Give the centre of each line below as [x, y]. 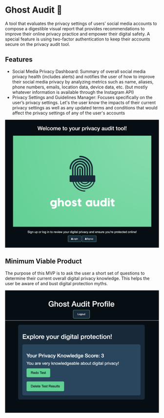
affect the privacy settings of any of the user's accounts [69, 113]
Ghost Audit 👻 [34, 10]
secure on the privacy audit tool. [38, 44]
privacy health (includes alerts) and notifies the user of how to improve [83, 76]
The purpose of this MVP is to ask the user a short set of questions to [75, 273]
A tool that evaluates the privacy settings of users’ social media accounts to [81, 23]
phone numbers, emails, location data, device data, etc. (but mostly [80, 87]
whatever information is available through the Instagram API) [73, 92]
